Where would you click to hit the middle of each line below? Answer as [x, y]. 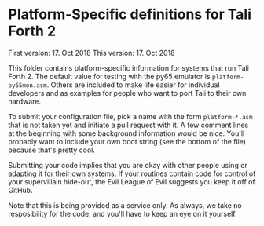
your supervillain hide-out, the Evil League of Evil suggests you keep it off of [132, 181]
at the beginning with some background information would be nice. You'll [126, 133]
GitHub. [20, 190]
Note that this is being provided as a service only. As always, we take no [125, 205]
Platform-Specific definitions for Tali [130, 15]
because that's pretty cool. [52, 150]
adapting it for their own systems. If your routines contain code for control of [132, 173]
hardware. [25, 101]
